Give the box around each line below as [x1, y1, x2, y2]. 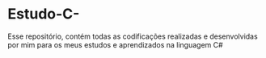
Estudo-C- [7, 5, 80, 23]
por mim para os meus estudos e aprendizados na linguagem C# [7, 39, 223, 49]
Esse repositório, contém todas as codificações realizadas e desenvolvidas [7, 31, 258, 41]
